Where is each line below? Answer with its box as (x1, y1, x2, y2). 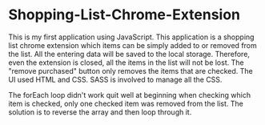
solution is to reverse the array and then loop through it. (8, 107, 192, 117)
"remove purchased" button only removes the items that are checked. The (8, 66, 254, 75)
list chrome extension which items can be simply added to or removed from (8, 40, 258, 50)
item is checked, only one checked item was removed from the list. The (8, 99, 244, 108)
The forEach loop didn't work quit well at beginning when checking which (8, 90, 251, 99)
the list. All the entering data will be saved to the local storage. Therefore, (8, 49, 251, 58)
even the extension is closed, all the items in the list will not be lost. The (8, 58, 244, 67)
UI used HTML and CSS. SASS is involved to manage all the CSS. (8, 75, 223, 84)
